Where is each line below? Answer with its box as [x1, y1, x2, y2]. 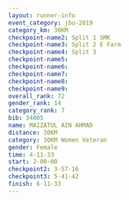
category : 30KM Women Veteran [8, 135, 108, 144]
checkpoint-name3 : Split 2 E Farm [8, 41, 122, 49]
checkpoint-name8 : [8, 77, 68, 85]
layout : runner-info [8, 11, 76, 20]
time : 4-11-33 [8, 150, 55, 158]
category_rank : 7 [8, 107, 65, 115]
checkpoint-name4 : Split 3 [8, 48, 97, 56]
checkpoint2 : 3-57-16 [8, 165, 79, 173]
